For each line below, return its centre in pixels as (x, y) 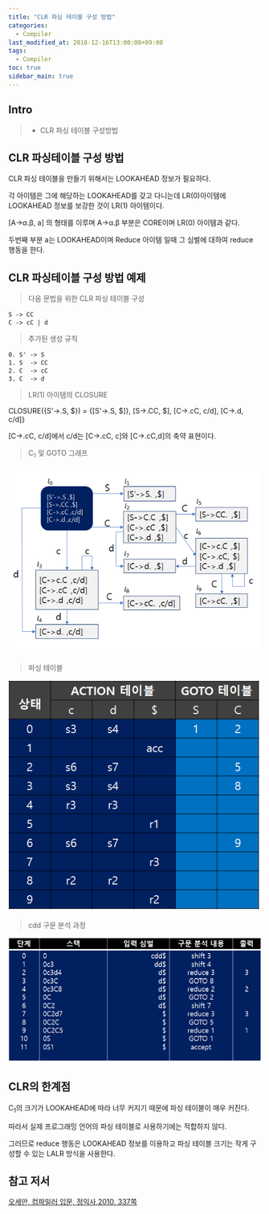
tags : (17, 51)
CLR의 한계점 (39, 1087)
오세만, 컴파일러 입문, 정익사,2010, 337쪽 (73, 1202)
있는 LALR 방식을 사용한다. (73, 1153)
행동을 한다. (27, 250)
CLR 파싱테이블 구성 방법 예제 (77, 277)
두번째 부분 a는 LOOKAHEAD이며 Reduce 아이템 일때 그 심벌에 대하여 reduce (131, 240)
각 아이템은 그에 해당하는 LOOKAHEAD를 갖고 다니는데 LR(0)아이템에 (117, 196)
